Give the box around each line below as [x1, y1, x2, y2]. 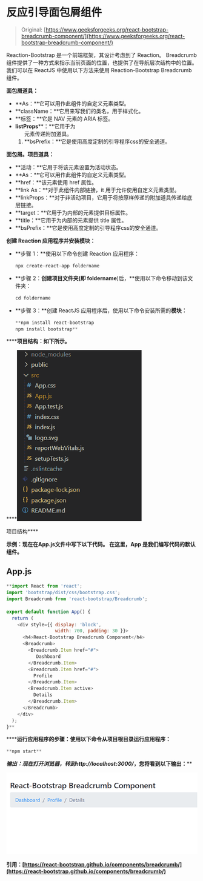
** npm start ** [6, 748, 42, 755]
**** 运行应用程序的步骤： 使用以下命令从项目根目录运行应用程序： [6, 735, 171, 743]
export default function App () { [6, 609, 91, 615]
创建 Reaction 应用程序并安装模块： [6, 237, 96, 244]
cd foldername [15, 295, 51, 301]
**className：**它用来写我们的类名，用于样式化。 [15, 107, 144, 115]
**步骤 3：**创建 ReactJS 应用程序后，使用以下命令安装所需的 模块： [15, 307, 187, 314]
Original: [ [21, 25, 46, 33]
